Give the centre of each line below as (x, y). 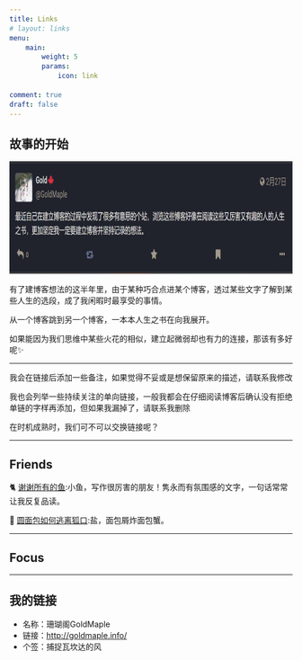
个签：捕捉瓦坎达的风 (62, 647)
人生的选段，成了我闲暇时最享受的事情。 (92, 300)
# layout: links (40, 28)
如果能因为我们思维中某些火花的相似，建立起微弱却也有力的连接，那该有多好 (151, 339)
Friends (31, 464)
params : (56, 67)
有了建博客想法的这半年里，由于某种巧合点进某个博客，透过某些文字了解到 (147, 290)
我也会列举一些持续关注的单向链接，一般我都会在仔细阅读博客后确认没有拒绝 (151, 397)
